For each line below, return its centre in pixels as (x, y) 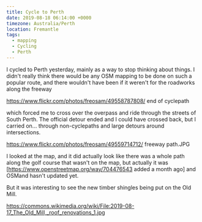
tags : (13, 35)
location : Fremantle (33, 29)
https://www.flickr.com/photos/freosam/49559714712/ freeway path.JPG (98, 144)
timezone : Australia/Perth (41, 23)
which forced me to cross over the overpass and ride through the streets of (101, 113)
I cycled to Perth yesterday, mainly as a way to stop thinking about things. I (101, 69)
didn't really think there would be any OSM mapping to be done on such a (99, 76)
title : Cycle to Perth (35, 12)
